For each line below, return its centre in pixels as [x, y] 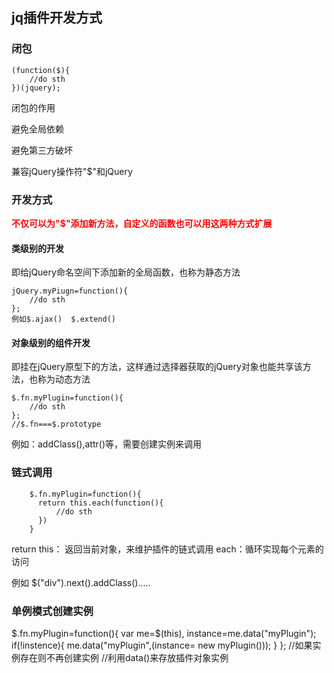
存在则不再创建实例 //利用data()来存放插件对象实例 [124, 657]
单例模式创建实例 [52, 611]
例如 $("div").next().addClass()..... [81, 582]
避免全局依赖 [37, 129]
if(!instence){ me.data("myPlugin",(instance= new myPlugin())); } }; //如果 [162, 645]
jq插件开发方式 [57, 18]
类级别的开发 [37, 248]
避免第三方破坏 [42, 150]
